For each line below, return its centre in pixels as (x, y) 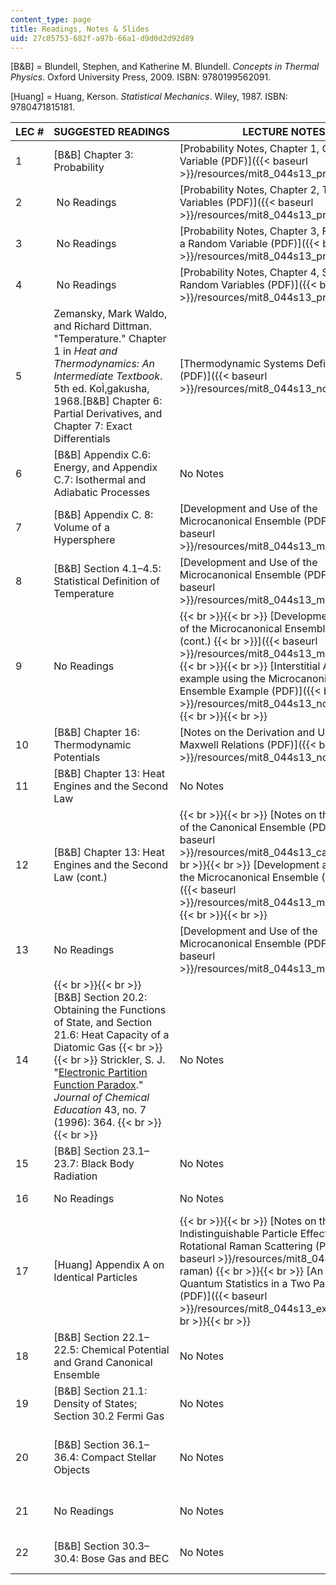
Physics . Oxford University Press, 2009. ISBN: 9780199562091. (141, 77)
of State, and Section (103, 1023)
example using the (223, 679)
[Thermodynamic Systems (242, 364)
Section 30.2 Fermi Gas (109, 1416)
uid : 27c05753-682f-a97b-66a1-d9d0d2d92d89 (102, 38)
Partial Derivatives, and (108, 414)
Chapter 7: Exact (93, 426)
